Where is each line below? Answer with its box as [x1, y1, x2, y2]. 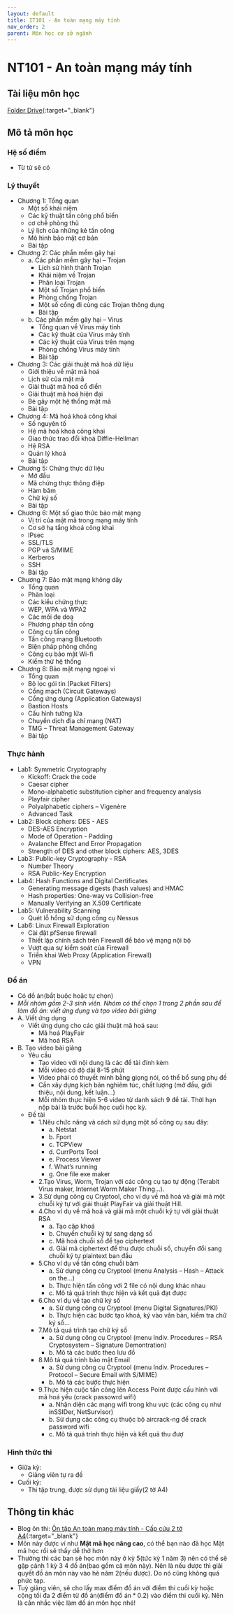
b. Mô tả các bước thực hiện [48, 1378, 130, 1386]
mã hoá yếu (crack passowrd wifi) [38, 1392, 136, 1401]
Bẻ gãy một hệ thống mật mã [27, 397, 112, 406]
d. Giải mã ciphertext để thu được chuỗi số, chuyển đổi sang [48, 1244, 222, 1252]
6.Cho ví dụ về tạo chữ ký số [38, 1296, 121, 1304]
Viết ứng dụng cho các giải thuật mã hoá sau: [27, 1021, 159, 1029]
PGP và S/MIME [27, 546, 73, 555]
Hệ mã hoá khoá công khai [27, 427, 105, 436]
